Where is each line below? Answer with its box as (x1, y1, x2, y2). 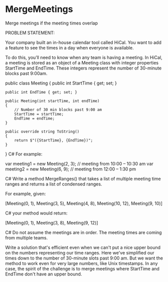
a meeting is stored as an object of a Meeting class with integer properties (5, 59, 159, 65)
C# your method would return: (5, 210, 68, 216)
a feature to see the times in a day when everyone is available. (5, 44, 134, 50)
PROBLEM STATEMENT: (5, 29, 55, 35)
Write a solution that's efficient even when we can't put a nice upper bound (5, 244, 161, 250)
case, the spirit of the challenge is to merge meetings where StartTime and (5, 265, 159, 271)
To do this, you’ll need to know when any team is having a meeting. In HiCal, (5, 54, 162, 60)
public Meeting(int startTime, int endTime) (5, 98, 100, 103)
